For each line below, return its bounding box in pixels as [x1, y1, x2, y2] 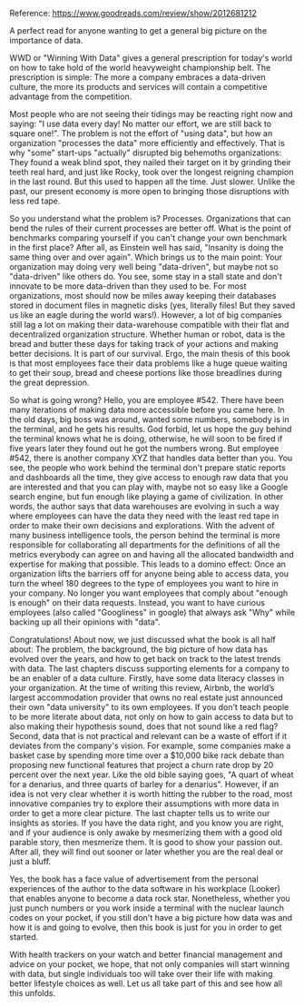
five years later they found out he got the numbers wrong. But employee [9, 443, 279, 453]
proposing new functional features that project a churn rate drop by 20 [9, 760, 274, 770]
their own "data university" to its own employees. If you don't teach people [9, 702, 289, 712]
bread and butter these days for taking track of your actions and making [9, 339, 279, 349]
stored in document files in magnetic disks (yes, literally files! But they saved [9, 300, 296, 311]
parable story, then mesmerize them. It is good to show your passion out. [9, 837, 283, 847]
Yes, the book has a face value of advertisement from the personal [9, 873, 259, 884]
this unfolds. [9, 988, 56, 998]
